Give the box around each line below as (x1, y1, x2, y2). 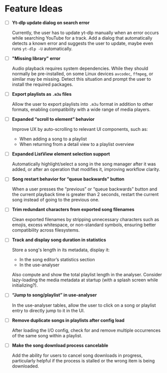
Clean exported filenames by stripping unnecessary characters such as (11, 217, 159, 223)
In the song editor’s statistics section (19, 257, 95, 263)
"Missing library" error (11, 56, 60, 61)
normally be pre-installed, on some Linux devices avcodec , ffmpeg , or (11, 71, 153, 77)
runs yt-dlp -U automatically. (11, 46, 73, 52)
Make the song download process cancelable (11, 342, 108, 348)
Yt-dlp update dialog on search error (11, 20, 90, 26)
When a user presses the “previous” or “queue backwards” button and (11, 186, 157, 192)
